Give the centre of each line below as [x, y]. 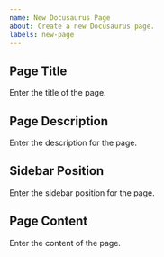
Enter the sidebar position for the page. [82, 193]
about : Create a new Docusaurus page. [82, 26]
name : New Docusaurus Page [60, 18]
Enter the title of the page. [58, 93]
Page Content [49, 221]
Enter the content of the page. [65, 243]
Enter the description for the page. [73, 142]
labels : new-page [42, 34]
